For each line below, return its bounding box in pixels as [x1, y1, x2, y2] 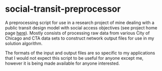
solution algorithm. [5, 40, 43, 46]
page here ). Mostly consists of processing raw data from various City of [5, 30, 150, 36]
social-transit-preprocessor [5, 3, 121, 15]
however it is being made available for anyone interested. [5, 60, 120, 66]
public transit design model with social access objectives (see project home [5, 24, 158, 30]
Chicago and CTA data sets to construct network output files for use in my [5, 35, 155, 41]
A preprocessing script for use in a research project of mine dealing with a [5, 20, 155, 25]
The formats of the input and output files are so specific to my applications [5, 50, 155, 56]
